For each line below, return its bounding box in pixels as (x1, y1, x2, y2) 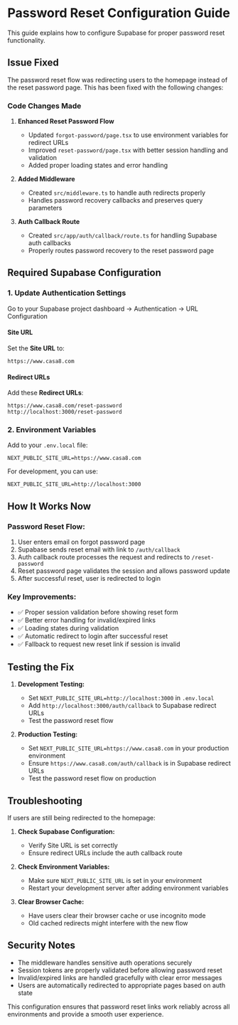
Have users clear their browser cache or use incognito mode (28, 911, 206, 920)
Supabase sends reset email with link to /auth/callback (17, 545, 181, 554)
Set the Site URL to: (7, 343, 65, 353)
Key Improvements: (7, 592, 77, 602)
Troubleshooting (7, 795, 83, 807)
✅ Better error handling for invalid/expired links (17, 616, 156, 625)
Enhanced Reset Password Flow (17, 117, 115, 126)
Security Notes (7, 940, 76, 952)
